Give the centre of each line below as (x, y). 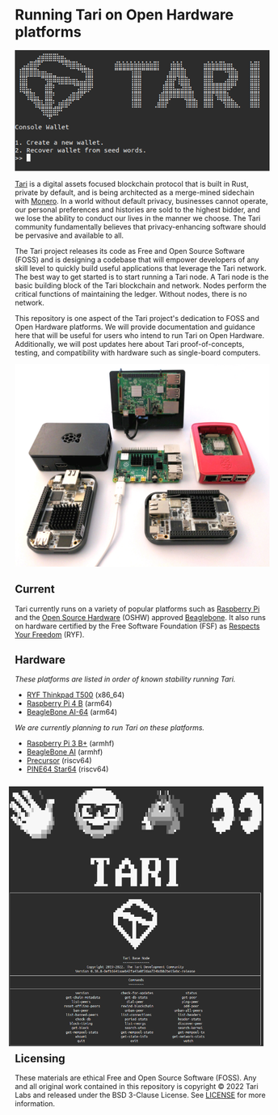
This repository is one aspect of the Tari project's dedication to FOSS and (137, 319)
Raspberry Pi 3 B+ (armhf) (70, 743)
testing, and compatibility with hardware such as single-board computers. (138, 353)
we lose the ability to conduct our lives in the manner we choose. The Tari (138, 218)
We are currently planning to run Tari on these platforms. (110, 728)
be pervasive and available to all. (69, 235)
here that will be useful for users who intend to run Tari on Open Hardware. (140, 336)
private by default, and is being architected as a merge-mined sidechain (135, 192)
